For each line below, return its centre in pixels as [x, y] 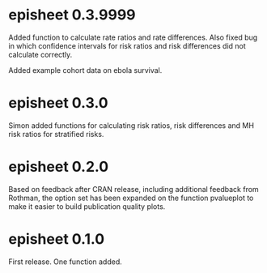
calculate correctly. [40, 54]
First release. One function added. [66, 262]
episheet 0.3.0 [58, 103]
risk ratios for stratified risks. [56, 134]
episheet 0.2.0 [59, 167]
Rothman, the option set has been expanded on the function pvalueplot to [131, 198]
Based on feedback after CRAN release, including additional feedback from [133, 189]
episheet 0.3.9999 [72, 15]
